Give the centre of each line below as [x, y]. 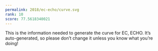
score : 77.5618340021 [28, 19]
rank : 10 [14, 14]
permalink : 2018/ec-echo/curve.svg [42, 10]
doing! [12, 44]
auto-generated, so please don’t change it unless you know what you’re [79, 38]
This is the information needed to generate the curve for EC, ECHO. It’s [78, 33]
